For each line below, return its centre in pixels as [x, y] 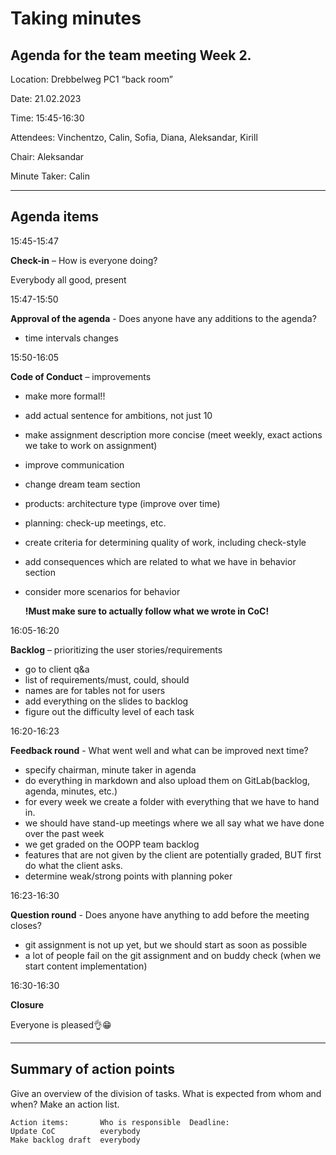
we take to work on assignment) [91, 445]
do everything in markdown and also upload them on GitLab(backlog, [167, 780]
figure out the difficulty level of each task [109, 711]
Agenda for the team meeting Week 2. [131, 55]
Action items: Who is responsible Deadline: [120, 1122]
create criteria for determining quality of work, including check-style [165, 542]
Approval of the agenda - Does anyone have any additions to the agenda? [163, 318]
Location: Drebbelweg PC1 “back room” [91, 79]
